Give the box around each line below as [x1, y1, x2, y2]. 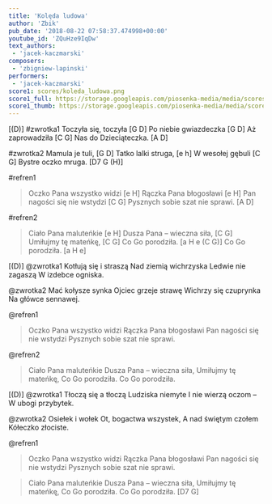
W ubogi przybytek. [8, 398, 74, 409]
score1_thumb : [8, 102, 57, 110]
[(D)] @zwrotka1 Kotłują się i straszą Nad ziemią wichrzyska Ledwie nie [8, 261, 246, 271]
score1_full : [8, 95, 53, 103]
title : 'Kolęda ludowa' [8, 11, 89, 20]
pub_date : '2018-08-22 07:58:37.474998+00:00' [8, 27, 168, 35]
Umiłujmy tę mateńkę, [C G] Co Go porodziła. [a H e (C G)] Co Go [28, 237, 245, 247]
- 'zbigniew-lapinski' [11, 65, 89, 73]
